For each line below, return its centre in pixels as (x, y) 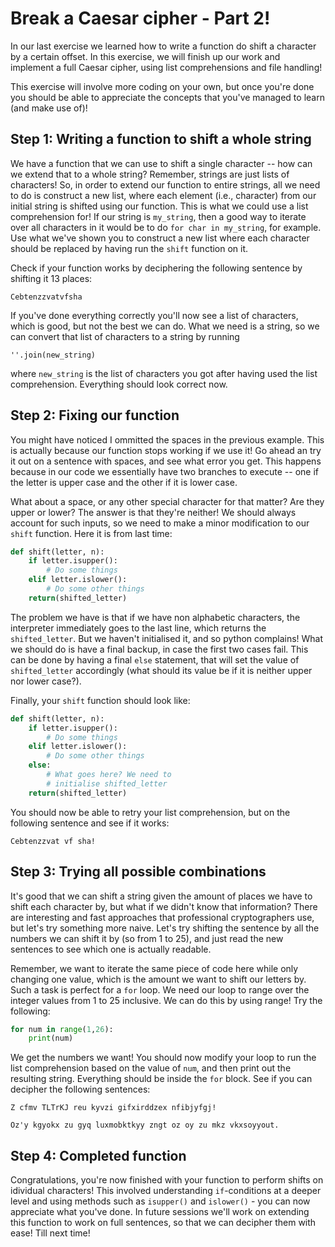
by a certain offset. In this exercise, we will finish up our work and (145, 56)
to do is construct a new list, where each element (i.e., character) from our (163, 195)
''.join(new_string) (53, 355)
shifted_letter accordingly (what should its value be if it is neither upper (161, 670)
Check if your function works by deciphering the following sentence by (156, 268)
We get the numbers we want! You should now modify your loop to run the (163, 1058)
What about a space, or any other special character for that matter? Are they (167, 501)
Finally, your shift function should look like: (100, 700)
